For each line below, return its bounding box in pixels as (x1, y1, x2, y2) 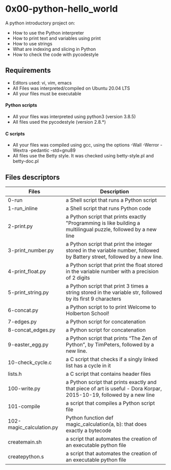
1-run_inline (8, 205, 38, 212)
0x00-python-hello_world (5, 3, 118, 15)
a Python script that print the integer (66, 240, 153, 247)
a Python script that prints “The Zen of (66, 335, 158, 342)
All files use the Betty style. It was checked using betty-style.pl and (12, 153, 154, 159)
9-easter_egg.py (8, 341, 49, 348)
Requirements (5, 66, 51, 75)
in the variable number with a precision (66, 268, 159, 275)
